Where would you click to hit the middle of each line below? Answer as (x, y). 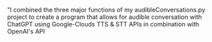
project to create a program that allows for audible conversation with (105, 17)
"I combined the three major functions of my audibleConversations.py (106, 10)
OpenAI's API (26, 31)
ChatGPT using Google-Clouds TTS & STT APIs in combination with (103, 24)
